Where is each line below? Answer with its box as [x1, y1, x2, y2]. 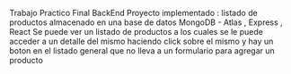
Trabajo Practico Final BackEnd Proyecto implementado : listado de [9, 8, 258, 18]
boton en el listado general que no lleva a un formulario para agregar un [9, 45, 276, 56]
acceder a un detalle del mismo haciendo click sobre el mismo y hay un [9, 36, 274, 46]
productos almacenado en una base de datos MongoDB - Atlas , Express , [9, 17, 283, 28]
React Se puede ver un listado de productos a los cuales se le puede [9, 27, 263, 37]
